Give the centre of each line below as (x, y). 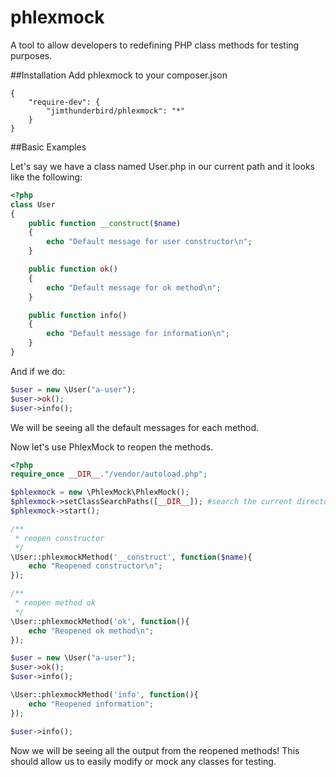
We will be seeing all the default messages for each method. (134, 427)
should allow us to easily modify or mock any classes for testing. (143, 761)
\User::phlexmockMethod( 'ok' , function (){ (100, 621)
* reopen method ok (55, 603)
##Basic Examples (48, 147)
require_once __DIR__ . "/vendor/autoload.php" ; (109, 474)
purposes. (31, 55)
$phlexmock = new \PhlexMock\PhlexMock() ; (100, 492)
